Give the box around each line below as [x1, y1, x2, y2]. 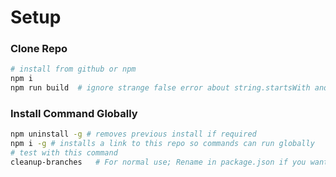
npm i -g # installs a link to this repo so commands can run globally [10, 139, 315, 149]
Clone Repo [10, 42, 68, 56]
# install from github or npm [10, 64, 137, 75]
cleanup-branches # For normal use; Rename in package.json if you [10, 157, 307, 168]
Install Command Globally [10, 107, 138, 121]
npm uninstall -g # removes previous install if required [10, 129, 257, 140]
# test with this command [10, 148, 118, 158]
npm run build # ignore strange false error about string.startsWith [10, 83, 311, 93]
